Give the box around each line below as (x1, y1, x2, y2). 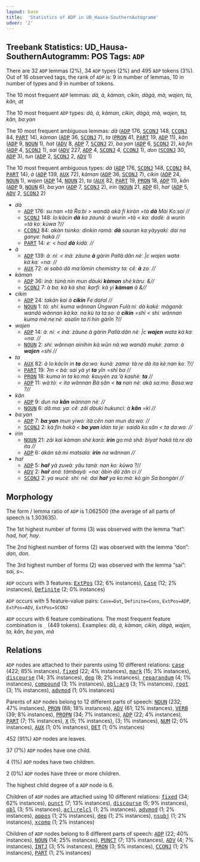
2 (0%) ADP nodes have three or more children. (6, 769, 121, 777)
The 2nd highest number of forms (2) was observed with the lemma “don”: (6, 543, 189, 551)
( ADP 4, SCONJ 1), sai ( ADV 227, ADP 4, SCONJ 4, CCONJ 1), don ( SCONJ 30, (6, 146, 186, 154)
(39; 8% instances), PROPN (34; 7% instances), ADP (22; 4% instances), (6, 711, 183, 718)
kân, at (6, 98, 24, 105)
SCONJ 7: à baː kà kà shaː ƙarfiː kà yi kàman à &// (23, 284, 147, 291)
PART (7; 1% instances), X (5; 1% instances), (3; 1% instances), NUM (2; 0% (6, 717, 189, 724)
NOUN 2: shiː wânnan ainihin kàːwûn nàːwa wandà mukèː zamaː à (23, 341, 184, 349)
